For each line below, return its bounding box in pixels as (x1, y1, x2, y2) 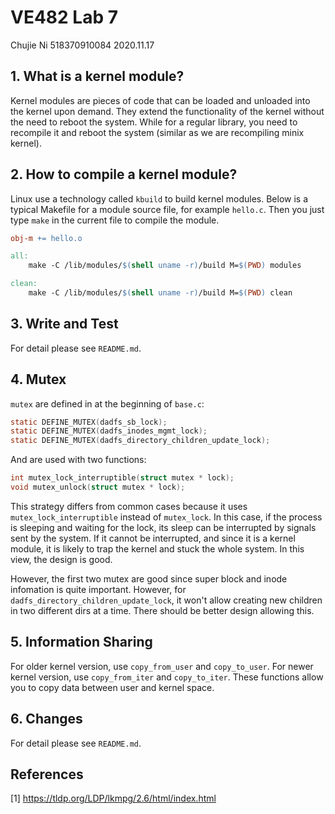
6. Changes (10, 711, 83, 728)
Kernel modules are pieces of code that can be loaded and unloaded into (10, 94, 311, 106)
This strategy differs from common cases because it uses (10, 500, 248, 512)
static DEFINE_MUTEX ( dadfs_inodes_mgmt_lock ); (10, 426, 208, 436)
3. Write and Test (10, 316, 119, 333)
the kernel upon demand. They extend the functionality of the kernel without (10, 105, 325, 117)
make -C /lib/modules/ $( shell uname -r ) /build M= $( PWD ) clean (28, 288, 293, 298)
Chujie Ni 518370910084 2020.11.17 (10, 39, 155, 51)
